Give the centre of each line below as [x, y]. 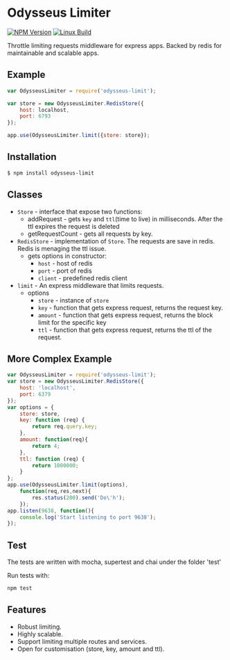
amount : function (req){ [54, 440]
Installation [32, 157]
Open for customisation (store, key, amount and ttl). [91, 649]
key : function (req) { [52, 420]
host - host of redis [65, 263]
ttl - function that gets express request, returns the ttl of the [125, 330]
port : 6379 [35, 394]
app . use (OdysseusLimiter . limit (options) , [68, 485]
